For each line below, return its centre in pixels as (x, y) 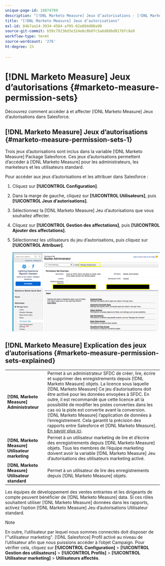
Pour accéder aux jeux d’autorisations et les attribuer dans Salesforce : (77, 177)
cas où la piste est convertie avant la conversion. (96, 410)
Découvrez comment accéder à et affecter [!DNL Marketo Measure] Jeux (79, 111)
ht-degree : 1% (20, 47)
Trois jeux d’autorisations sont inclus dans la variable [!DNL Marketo (74, 151)
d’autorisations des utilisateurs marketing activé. (96, 459)
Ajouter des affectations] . (39, 231)
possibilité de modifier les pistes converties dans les (100, 404)
